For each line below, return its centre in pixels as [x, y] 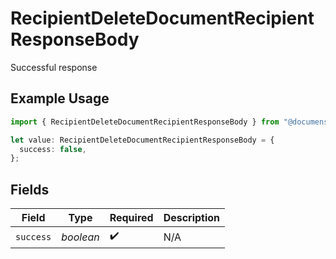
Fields [30, 189]
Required [131, 218]
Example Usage [60, 98]
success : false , [53, 149]
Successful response [54, 67]
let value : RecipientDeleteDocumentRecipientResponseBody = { [142, 140]
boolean [80, 237]
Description [192, 218]
